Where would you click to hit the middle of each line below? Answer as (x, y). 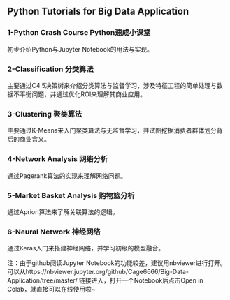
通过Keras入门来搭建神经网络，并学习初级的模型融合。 (86, 248)
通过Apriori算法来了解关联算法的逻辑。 (63, 211)
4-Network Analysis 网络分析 (58, 159)
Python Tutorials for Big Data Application (98, 12)
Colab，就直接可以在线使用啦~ (51, 290)
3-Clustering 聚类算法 (45, 114)
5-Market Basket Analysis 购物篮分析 (71, 195)
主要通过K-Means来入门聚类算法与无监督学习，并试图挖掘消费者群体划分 (112, 130)
